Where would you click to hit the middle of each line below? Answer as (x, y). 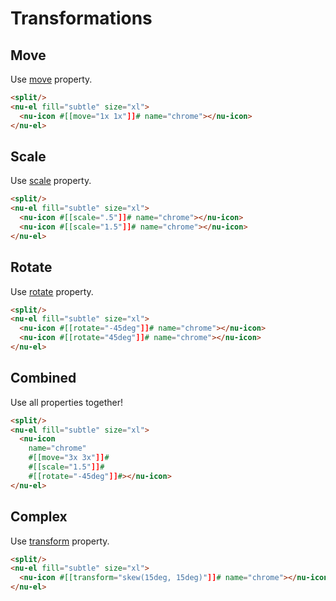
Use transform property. (60, 541)
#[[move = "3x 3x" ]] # (69, 458)
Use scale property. (51, 181)
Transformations (81, 18)
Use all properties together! (67, 402)
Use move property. (51, 79)
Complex (39, 517)
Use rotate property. (52, 291)
